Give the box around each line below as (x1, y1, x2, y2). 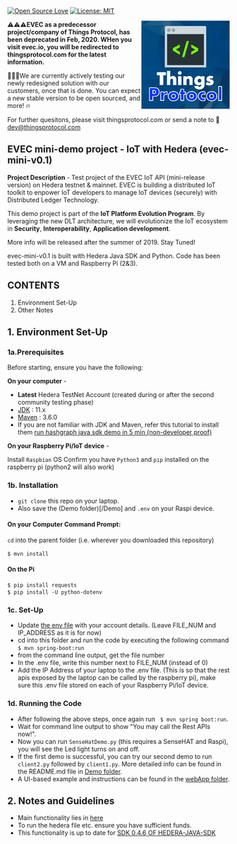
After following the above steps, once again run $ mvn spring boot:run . (17, 714, 229, 723)
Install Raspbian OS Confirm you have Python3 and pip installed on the (7, 455, 209, 464)
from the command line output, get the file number (17, 651, 165, 659)
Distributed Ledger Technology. (7, 195, 99, 204)
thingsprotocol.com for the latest (7, 50, 107, 59)
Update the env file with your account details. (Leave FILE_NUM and (17, 621, 217, 630)
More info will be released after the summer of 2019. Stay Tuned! (7, 238, 196, 246)
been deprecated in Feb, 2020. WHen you (7, 35, 133, 44)
